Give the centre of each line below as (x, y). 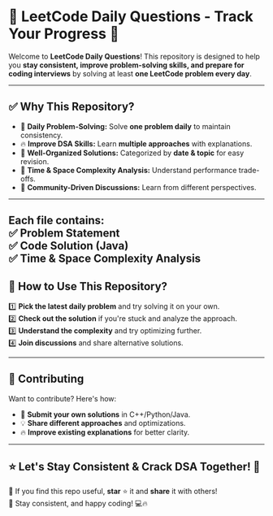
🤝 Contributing (46, 379)
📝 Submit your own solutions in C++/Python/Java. (105, 414)
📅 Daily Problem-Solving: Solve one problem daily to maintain (126, 126)
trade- (249, 170)
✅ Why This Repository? (71, 107)
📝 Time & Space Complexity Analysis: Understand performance (128, 170)
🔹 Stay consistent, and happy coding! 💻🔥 (78, 503)
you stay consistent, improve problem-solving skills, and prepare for (126, 65)
